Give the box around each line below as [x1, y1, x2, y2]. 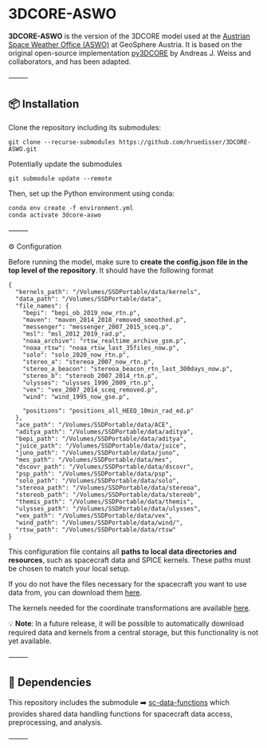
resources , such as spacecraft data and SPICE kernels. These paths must [8, 555, 251, 564]
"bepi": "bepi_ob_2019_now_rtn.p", [22, 308, 141, 316]
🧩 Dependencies [8, 676, 92, 690]
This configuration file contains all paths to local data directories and [8, 547, 238, 556]
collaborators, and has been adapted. [8, 57, 132, 66]
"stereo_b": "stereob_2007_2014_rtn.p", [22, 372, 159, 380]
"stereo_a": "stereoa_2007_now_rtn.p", [22, 357, 155, 366]
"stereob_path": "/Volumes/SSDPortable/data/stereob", [15, 491, 202, 499]
